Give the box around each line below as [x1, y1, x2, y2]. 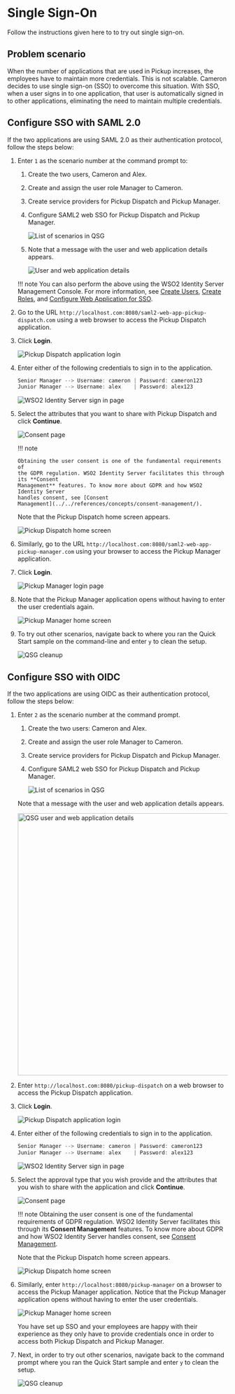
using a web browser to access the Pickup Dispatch [57, 315, 206, 324]
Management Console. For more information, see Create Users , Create [17, 287, 222, 295]
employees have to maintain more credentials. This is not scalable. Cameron [7, 74, 227, 82]
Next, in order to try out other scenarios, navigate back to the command [17, 1351, 225, 1359]
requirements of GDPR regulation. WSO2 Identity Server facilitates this [17, 1217, 220, 1226]
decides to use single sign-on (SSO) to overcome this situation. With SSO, [7, 82, 220, 90]
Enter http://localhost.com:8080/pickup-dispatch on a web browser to [17, 1082, 224, 1090]
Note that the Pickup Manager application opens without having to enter [17, 596, 225, 604]
